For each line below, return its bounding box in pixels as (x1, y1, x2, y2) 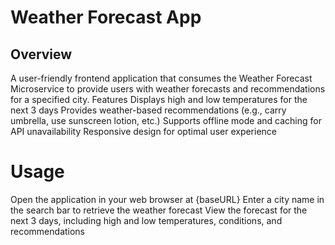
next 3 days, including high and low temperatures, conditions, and (10, 214, 283, 226)
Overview (10, 46, 73, 63)
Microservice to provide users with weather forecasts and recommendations (10, 83, 326, 95)
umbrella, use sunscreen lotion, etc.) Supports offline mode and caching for (10, 115, 322, 126)
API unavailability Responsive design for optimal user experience (10, 126, 278, 137)
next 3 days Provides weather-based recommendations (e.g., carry (10, 104, 287, 116)
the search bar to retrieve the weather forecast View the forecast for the (10, 204, 308, 216)
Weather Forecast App (10, 6, 202, 29)
